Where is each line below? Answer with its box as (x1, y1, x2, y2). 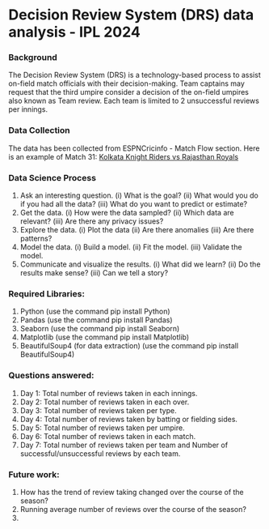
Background (8, 52, 58, 63)
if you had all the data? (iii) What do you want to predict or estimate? (19, 199, 248, 209)
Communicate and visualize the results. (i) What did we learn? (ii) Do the (19, 259, 261, 269)
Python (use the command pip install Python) (19, 306, 171, 317)
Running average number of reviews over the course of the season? (19, 504, 246, 514)
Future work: (8, 468, 60, 480)
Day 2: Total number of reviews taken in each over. (19, 397, 190, 407)
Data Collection (8, 125, 70, 136)
